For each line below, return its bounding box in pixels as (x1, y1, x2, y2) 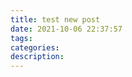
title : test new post (10, 14, 101, 25)
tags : (10, 33, 33, 43)
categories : (10, 42, 60, 53)
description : (10, 52, 65, 62)
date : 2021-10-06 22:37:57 (10, 24, 123, 34)
